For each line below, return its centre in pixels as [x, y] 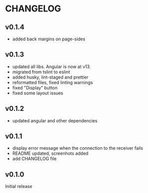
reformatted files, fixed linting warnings [53, 82]
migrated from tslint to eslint [41, 72]
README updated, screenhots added [50, 153]
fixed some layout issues [38, 93]
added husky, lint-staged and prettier [50, 77]
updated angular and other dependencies [55, 120]
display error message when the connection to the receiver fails [77, 148]
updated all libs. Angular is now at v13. [51, 66]
